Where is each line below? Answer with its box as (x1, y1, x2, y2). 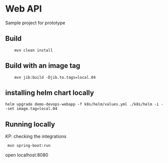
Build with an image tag (5, 62, 81, 70)
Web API (5, 3, 42, 15)
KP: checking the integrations (5, 133, 67, 139)
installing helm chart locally (5, 88, 94, 97)
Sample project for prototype (5, 20, 66, 26)
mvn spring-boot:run (7, 143, 51, 148)
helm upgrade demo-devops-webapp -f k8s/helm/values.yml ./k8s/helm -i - (5, 102, 164, 107)
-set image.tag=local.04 (5, 106, 58, 112)
